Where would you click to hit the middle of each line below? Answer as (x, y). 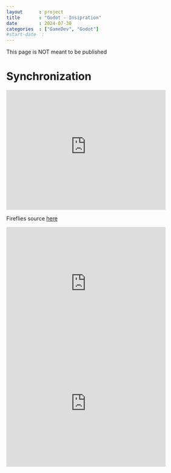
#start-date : (25, 35)
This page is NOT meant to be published (57, 52)
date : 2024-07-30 (39, 23)
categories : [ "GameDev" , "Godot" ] (52, 29)
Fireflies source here (32, 219)
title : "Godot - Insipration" (54, 18)
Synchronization (49, 76)
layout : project (35, 12)
